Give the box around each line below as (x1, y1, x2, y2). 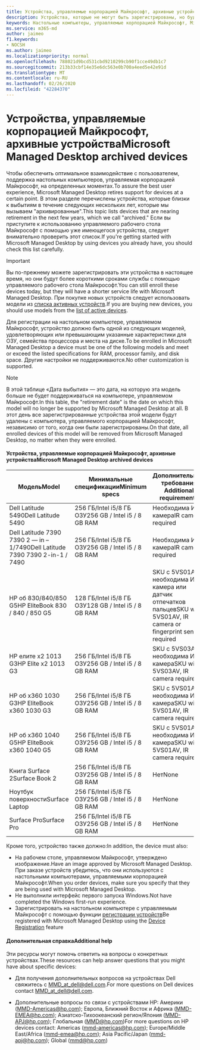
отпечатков (152, 598, 186, 606)
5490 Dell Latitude (9, 511, 60, 520)
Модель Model (17, 483, 61, 491)
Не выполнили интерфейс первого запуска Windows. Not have (14, 892, 172, 899)
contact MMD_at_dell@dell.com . (14, 987, 94, 995)
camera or (152, 620, 182, 629)
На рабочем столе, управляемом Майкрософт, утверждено (14, 854, 168, 861)
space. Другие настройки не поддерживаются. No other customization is (6, 356, 189, 364)
